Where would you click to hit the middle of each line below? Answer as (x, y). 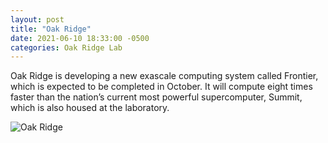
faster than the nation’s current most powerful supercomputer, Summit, (156, 97)
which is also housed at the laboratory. (90, 108)
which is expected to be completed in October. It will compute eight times (161, 87)
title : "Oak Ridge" (51, 29)
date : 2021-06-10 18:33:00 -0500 (80, 38)
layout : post (37, 19)
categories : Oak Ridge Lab (66, 47)
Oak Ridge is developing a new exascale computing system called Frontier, (164, 76)
